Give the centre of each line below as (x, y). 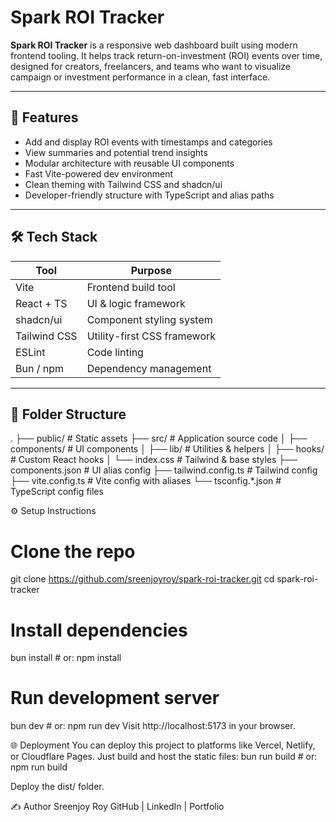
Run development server (115, 698)
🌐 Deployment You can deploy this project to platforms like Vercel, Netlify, (163, 745)
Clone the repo (73, 551)
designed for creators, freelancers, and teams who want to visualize (150, 66)
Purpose (151, 270)
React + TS (41, 303)
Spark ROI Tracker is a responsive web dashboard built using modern (154, 45)
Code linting (115, 352)
